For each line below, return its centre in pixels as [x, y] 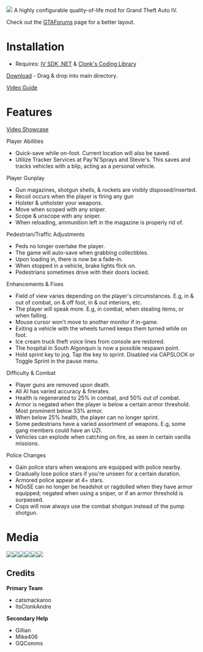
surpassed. [29, 499]
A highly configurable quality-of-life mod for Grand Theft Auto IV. [96, 10]
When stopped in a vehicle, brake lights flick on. [76, 265]
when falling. [31, 315]
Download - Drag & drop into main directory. [62, 75]
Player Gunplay [25, 178]
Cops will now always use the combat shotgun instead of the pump [100, 506]
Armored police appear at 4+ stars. [59, 480]
